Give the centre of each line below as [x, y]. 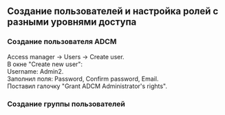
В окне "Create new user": [45, 64]
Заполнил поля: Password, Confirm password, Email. [83, 79]
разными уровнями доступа [72, 22]
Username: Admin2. [35, 71]
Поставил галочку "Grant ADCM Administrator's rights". [87, 86]
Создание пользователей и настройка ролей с [113, 11]
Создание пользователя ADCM [62, 42]
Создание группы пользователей [66, 104]
